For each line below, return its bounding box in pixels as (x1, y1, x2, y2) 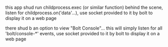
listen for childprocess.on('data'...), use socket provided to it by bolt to (5, 10, 153, 16)
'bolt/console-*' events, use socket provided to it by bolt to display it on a (5, 31, 160, 36)
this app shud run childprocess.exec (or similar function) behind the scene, (5, 5, 163, 10)
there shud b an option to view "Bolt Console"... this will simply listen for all (5, 25, 162, 31)
